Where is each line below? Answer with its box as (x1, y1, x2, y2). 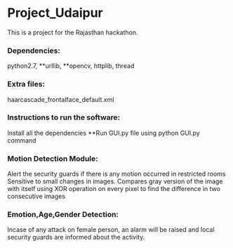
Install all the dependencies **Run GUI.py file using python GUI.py (7, 129, 200, 137)
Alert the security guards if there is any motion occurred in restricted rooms (7, 170, 226, 178)
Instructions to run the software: (7, 112, 121, 122)
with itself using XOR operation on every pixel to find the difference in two (7, 185, 221, 193)
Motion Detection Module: (7, 153, 98, 163)
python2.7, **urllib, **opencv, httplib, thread (7, 62, 135, 70)
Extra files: (7, 79, 46, 89)
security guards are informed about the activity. (7, 233, 145, 242)
